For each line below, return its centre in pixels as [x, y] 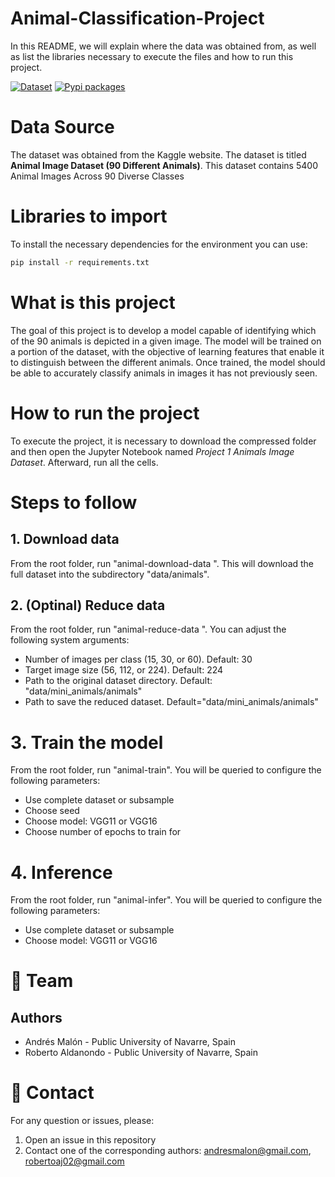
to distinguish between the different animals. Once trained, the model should [168, 362]
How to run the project [105, 413]
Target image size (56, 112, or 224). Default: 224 [124, 670]
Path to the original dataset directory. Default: [118, 681]
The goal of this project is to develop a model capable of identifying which [163, 330]
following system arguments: [70, 640]
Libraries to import [89, 216]
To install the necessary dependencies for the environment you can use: [159, 244]
